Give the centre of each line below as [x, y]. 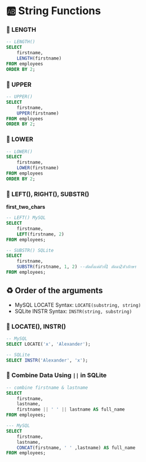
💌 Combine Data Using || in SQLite [57, 375]
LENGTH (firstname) [39, 58]
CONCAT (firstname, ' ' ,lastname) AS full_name [76, 448]
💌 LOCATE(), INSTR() [36, 326]
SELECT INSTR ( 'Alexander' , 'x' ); [47, 360]
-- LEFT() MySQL [26, 218]
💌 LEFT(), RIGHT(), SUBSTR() [48, 194]
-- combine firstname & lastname [47, 388]
